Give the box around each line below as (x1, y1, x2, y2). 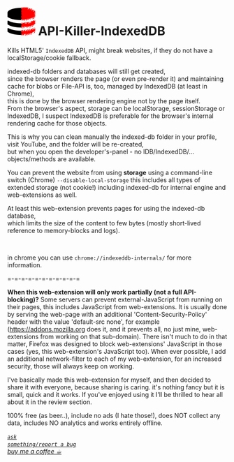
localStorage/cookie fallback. (7, 53, 92, 62)
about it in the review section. (7, 398, 92, 406)
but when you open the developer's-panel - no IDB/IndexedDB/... (7, 147, 194, 156)
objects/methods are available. (7, 154, 96, 163)
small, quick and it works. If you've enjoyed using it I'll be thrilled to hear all (7, 390, 224, 398)
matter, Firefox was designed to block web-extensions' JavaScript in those (7, 339, 222, 348)
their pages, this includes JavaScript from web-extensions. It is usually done (7, 302, 228, 311)
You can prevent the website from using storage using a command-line (7, 168, 213, 177)
